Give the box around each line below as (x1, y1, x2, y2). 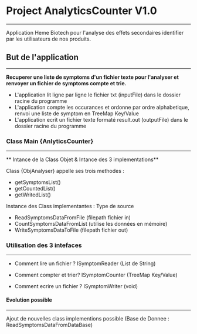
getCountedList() (14, 185, 56, 192)
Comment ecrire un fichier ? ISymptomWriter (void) (14, 283, 138, 290)
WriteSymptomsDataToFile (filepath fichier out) (14, 226, 128, 233)
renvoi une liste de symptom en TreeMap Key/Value (14, 110, 140, 117)
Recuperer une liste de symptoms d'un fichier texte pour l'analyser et (6, 74, 179, 81)
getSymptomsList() (14, 179, 61, 186)
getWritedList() (14, 191, 51, 198)
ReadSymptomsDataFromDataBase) (6, 321, 93, 328)
